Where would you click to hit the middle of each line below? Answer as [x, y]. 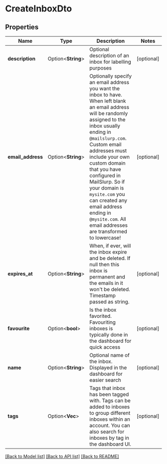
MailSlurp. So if [107, 182]
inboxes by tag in [109, 438]
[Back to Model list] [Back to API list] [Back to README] [62, 456]
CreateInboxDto [39, 9]
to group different [110, 413]
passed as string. [109, 302]
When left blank [108, 101]
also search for [107, 432]
